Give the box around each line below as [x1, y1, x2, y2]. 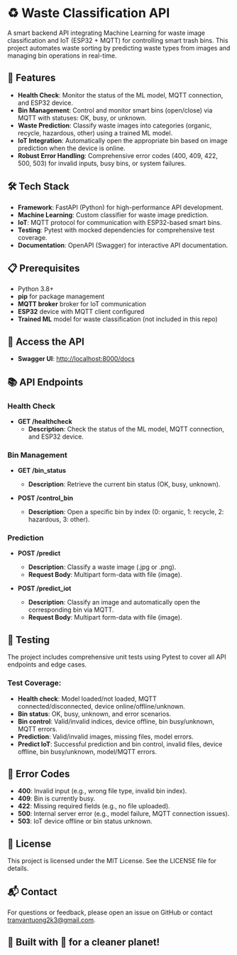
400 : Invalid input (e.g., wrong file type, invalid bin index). [17, 787, 187, 795]
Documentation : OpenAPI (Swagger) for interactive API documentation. [17, 241, 228, 249]
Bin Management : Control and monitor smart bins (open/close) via [17, 105, 213, 115]
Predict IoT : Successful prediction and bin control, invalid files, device [17, 739, 223, 748]
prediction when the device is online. [17, 144, 126, 152]
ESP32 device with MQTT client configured [17, 308, 145, 316]
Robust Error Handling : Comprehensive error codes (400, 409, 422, [17, 151, 219, 160]
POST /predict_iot [17, 584, 72, 593]
